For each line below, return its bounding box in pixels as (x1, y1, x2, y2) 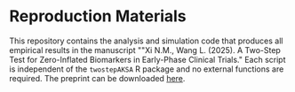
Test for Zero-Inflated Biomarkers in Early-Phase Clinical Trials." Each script (9, 54, 286, 65)
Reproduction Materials (9, 6, 187, 27)
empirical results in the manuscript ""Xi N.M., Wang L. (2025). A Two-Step (9, 44, 282, 55)
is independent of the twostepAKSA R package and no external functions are (9, 64, 284, 74)
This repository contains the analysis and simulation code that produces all (9, 35, 283, 46)
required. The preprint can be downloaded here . (9, 73, 186, 83)
